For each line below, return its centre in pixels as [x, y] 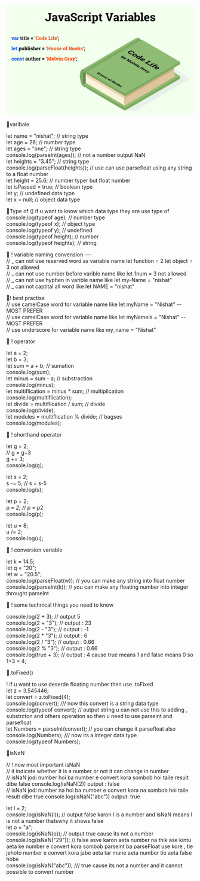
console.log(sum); [28, 372]
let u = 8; [17, 525]
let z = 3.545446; [27, 691]
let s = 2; [17, 477]
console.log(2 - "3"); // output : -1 [47, 629]
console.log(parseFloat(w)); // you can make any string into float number [96, 580]
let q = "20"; [21, 568]
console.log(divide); [31, 410]
